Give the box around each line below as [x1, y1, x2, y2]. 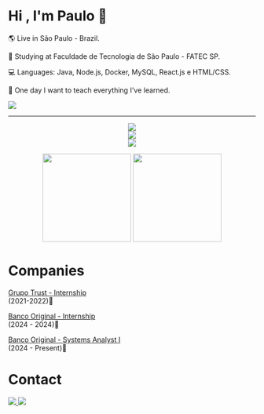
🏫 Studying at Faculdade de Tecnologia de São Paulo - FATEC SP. [8, 51, 221, 61]
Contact [8, 371, 62, 389]
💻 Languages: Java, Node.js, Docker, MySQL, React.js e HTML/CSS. [8, 67, 232, 77]
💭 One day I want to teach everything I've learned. [8, 85, 170, 95]
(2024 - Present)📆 [8, 343, 67, 352]
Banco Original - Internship [8, 311, 96, 321]
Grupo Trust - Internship [8, 288, 87, 297]
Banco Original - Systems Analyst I [8, 335, 121, 344]
